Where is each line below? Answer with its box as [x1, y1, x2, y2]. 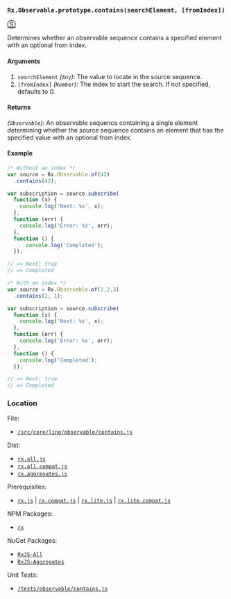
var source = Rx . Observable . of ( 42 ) [7, 171, 110, 178]
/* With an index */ [7, 280, 67, 287]
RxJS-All [17, 551, 43, 558]
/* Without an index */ [7, 164, 76, 171]
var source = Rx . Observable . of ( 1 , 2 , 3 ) [7, 286, 119, 293]
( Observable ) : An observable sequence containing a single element [7, 118, 198, 127]
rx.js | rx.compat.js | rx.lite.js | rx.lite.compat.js [17, 496, 171, 505]
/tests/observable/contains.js [17, 586, 108, 593]
